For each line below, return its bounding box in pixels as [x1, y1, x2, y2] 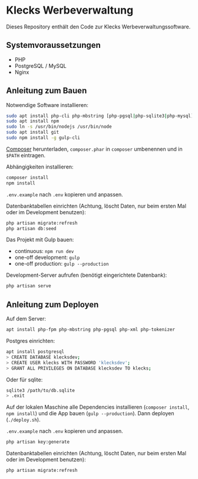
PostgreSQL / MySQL [14, 62, 67, 69]
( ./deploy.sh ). [6, 416, 41, 423]
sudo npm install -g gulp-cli [6, 135, 81, 141]
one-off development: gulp [14, 254, 80, 261]
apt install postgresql [6, 349, 65, 355]
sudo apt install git [6, 130, 60, 135]
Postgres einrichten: [6, 338, 55, 344]
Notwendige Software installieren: [6, 101, 88, 108]
